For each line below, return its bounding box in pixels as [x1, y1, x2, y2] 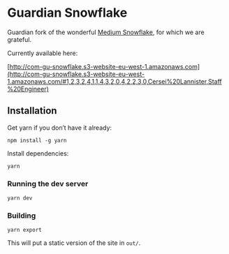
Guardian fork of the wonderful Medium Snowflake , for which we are [7, 28, 205, 36]
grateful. [7, 35, 32, 43]
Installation [7, 105, 57, 117]
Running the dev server [7, 179, 89, 188]
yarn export [7, 227, 42, 234]
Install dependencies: [7, 149, 69, 158]
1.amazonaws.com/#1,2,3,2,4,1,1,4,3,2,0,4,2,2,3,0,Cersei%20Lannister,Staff [7, 77, 222, 85]
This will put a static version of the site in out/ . [7, 239, 141, 247]
